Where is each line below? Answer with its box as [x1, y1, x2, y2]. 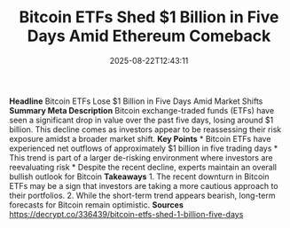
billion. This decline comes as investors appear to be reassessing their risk [9, 123, 282, 135]
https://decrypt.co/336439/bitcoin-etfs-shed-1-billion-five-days [9, 208, 244, 219]
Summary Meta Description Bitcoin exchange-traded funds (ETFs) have [9, 105, 275, 115]
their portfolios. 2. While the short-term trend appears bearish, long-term [9, 190, 276, 200]
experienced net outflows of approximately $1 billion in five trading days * [9, 143, 278, 153]
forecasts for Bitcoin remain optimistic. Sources [9, 199, 184, 210]
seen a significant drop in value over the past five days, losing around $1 [9, 114, 274, 125]
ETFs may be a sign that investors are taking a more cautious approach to [9, 180, 278, 191]
